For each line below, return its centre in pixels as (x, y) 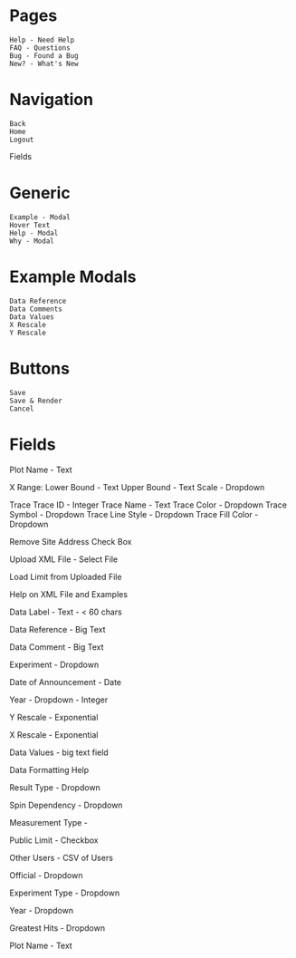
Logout (22, 140)
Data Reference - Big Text (57, 629)
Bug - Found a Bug (44, 55)
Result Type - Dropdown (55, 787)
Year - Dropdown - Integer (59, 700)
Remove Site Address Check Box (71, 541)
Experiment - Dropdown (54, 664)
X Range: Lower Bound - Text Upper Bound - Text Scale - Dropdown (137, 487)
